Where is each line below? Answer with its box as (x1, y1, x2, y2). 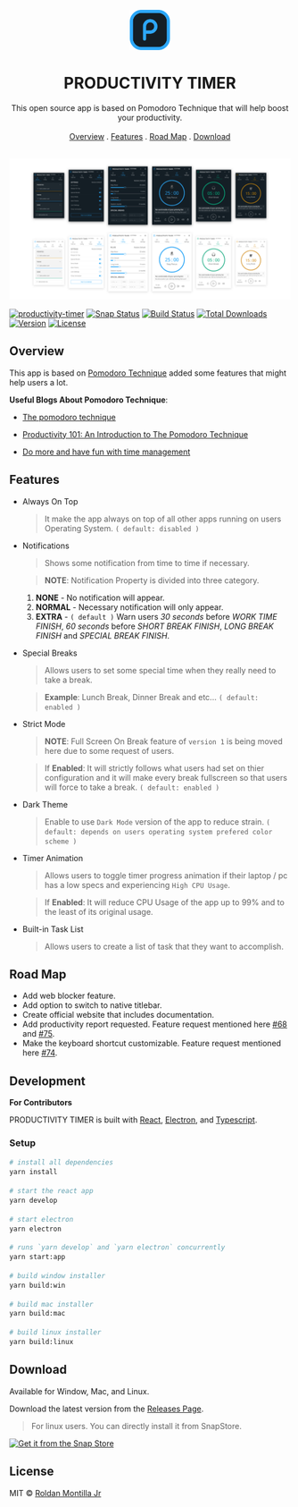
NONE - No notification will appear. (35, 592, 165, 603)
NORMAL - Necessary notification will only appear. (35, 601, 224, 613)
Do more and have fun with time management (21, 446, 191, 457)
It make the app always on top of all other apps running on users (44, 513, 282, 524)
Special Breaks (21, 648, 78, 658)
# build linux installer (9, 1328, 102, 1337)
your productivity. (117, 112, 183, 123)
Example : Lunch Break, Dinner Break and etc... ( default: (44, 691, 259, 702)
